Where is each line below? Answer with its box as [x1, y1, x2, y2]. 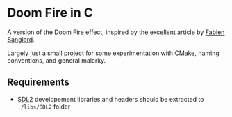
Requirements [7, 77, 69, 88]
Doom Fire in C [7, 5, 94, 21]
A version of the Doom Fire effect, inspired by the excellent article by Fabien [7, 28, 225, 36]
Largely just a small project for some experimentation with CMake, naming [7, 49, 220, 57]
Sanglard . [7, 35, 35, 43]
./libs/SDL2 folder [17, 102, 71, 111]
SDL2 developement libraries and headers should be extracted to [17, 95, 204, 103]
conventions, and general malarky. [7, 56, 106, 64]
